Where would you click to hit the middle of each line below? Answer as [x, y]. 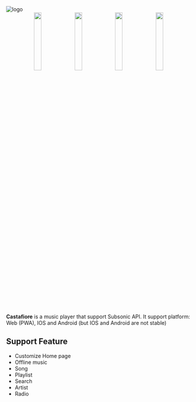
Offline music [31, 362]
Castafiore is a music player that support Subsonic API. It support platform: [98, 316]
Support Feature [37, 342]
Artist [21, 387]
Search [23, 381]
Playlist [23, 375]
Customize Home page [43, 356]
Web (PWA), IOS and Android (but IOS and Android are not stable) [86, 323]
